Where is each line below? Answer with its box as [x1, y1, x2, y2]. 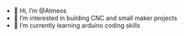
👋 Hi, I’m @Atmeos [13, 7, 67, 15]
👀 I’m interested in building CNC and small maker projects [13, 14, 178, 22]
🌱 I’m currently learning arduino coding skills [13, 21, 141, 29]
